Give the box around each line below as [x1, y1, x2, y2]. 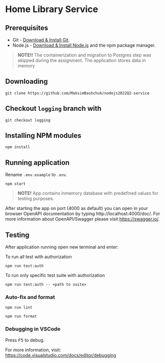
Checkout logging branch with [5, 104, 102, 113]
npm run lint [5, 305, 33, 310]
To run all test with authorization [5, 254, 72, 260]
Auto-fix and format [5, 294, 55, 301]
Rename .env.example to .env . [5, 172, 67, 178]
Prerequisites [5, 24, 48, 32]
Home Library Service [5, 4, 99, 15]
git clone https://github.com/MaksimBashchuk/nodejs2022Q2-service [5, 91, 150, 96]
